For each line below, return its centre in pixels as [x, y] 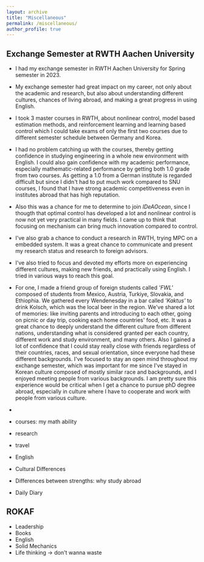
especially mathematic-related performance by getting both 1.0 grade [102, 169]
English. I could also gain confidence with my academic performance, [103, 162]
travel [22, 445]
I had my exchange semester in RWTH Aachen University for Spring [100, 68]
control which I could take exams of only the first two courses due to [101, 131]
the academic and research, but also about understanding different [99, 93]
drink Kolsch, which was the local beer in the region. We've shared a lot [105, 307]
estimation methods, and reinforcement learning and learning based [100, 125]
